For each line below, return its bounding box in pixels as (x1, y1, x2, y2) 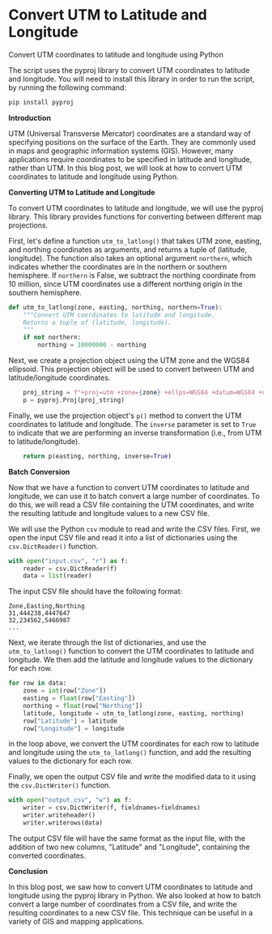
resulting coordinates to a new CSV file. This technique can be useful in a (8, 907, 253, 917)
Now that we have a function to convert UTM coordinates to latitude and (8, 482, 249, 492)
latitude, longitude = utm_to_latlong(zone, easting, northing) (23, 709, 244, 718)
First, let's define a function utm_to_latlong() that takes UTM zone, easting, (8, 236, 262, 245)
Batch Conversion (8, 467, 70, 476)
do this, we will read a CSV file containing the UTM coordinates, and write (8, 500, 255, 510)
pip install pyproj (8, 98, 74, 106)
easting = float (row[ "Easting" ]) (23, 694, 136, 702)
